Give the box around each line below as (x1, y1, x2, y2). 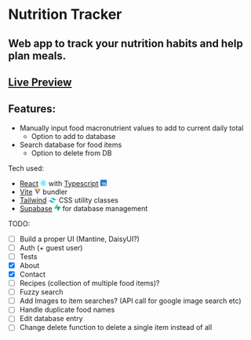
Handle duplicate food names (19, 305, 115, 315)
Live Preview (8, 75, 72, 89)
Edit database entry (19, 314, 84, 324)
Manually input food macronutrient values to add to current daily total (19, 123, 244, 133)
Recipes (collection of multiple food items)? (19, 279, 160, 288)
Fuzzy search (19, 287, 64, 297)
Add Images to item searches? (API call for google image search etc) (19, 296, 242, 305)
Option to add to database (31, 131, 116, 141)
